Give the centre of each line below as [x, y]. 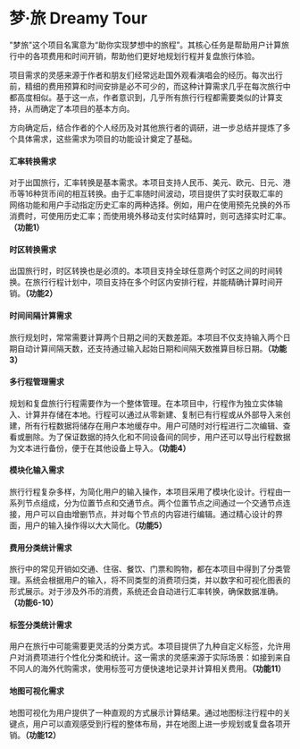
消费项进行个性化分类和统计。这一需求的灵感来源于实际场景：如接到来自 [158, 658]
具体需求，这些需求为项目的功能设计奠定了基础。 [107, 139]
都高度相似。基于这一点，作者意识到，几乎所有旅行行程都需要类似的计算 [142, 97]
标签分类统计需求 [41, 625]
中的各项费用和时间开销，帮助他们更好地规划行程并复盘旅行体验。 [138, 55]
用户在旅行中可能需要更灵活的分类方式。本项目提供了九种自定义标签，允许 [146, 646]
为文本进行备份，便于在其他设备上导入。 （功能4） [100, 447]
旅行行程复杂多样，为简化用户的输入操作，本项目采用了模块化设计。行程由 [146, 491]
